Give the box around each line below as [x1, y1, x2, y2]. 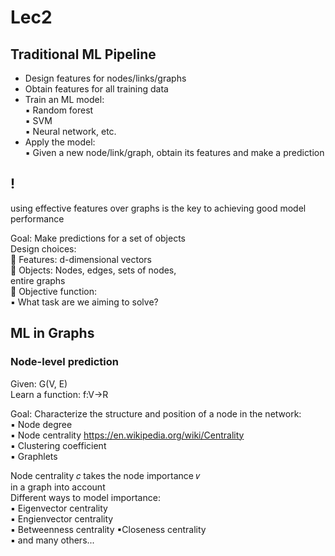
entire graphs [10, 274, 66, 286]
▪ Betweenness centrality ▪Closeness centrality [10, 523, 207, 535]
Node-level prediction [10, 355, 119, 369]
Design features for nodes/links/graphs [24, 72, 187, 84]
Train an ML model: [24, 94, 105, 105]
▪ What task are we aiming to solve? [10, 296, 159, 308]
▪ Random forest [24, 104, 94, 116]
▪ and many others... [10, 534, 95, 546]
